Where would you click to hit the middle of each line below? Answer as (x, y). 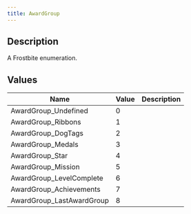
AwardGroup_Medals (44, 144)
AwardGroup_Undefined (49, 111)
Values (22, 80)
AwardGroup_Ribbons (46, 122)
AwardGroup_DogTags (47, 133)
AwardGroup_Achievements (56, 189)
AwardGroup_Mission (46, 167)
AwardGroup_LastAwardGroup (60, 201)
